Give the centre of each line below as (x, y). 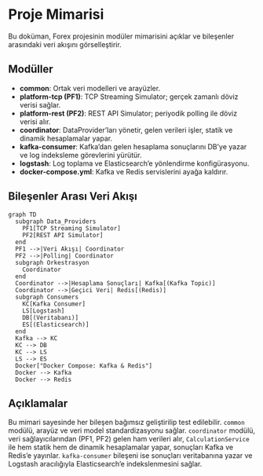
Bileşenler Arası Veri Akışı (73, 197)
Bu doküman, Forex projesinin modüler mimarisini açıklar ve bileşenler (121, 36)
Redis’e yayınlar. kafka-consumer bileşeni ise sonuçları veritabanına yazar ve (130, 456)
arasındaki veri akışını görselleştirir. (65, 44)
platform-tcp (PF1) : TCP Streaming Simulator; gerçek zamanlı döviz (129, 97)
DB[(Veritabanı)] (51, 317)
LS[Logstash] (44, 311)
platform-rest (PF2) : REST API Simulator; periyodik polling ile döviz (128, 113)
